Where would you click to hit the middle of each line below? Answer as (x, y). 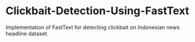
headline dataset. (27, 33)
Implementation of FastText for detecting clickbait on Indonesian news (93, 27)
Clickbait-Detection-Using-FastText (97, 11)
